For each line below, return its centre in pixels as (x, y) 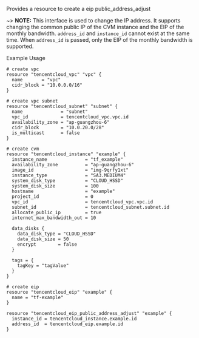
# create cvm (23, 149)
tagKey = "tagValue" (43, 266)
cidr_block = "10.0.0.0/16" (47, 85)
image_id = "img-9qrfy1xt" (70, 170)
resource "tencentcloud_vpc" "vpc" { (54, 75)
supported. (20, 46)
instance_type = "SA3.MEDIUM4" (69, 175)
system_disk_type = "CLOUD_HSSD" (67, 181)
